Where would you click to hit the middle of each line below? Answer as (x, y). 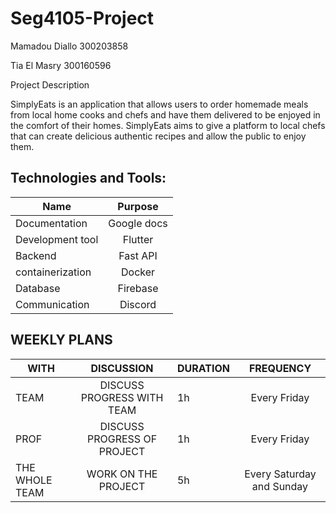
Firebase (138, 288)
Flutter (138, 239)
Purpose (138, 206)
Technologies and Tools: (88, 178)
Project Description (50, 84)
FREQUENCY (280, 368)
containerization (53, 272)
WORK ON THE (122, 474)
